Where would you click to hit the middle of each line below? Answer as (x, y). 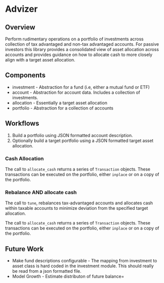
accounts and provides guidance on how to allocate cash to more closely (79, 55)
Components (25, 75)
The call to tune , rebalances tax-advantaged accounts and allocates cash (79, 203)
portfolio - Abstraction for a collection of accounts (63, 108)
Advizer (22, 9)
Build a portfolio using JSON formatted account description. (72, 135)
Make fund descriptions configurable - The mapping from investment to (85, 261)
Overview (20, 27)
